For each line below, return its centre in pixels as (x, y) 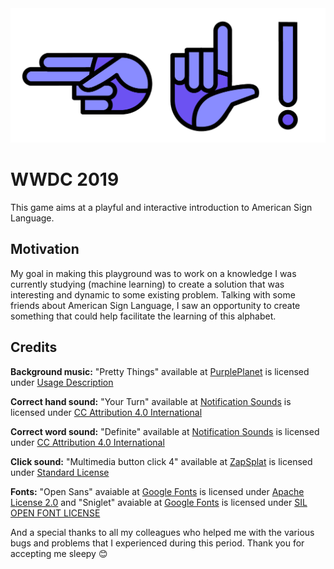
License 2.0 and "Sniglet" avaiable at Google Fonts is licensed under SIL (159, 502)
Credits (34, 347)
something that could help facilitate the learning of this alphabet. (143, 316)
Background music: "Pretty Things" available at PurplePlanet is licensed (160, 371)
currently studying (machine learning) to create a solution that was (147, 284)
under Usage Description (62, 382)
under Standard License (60, 472)
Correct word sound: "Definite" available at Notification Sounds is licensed (165, 431)
